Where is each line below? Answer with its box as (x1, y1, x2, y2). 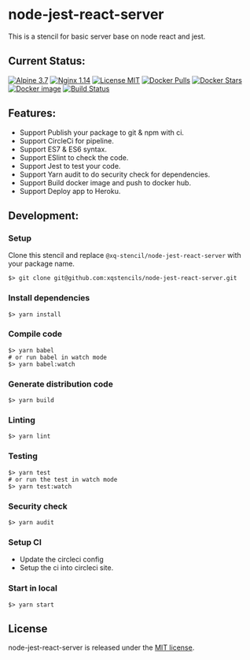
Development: (8, 209, 79, 222)
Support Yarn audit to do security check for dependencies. (19, 170, 211, 179)
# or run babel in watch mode (8, 353, 108, 361)
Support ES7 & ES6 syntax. (19, 144, 108, 154)
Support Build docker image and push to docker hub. (19, 177, 191, 187)
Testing (8, 451, 38, 462)
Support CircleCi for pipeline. (19, 136, 114, 145)
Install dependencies (8, 293, 90, 304)
